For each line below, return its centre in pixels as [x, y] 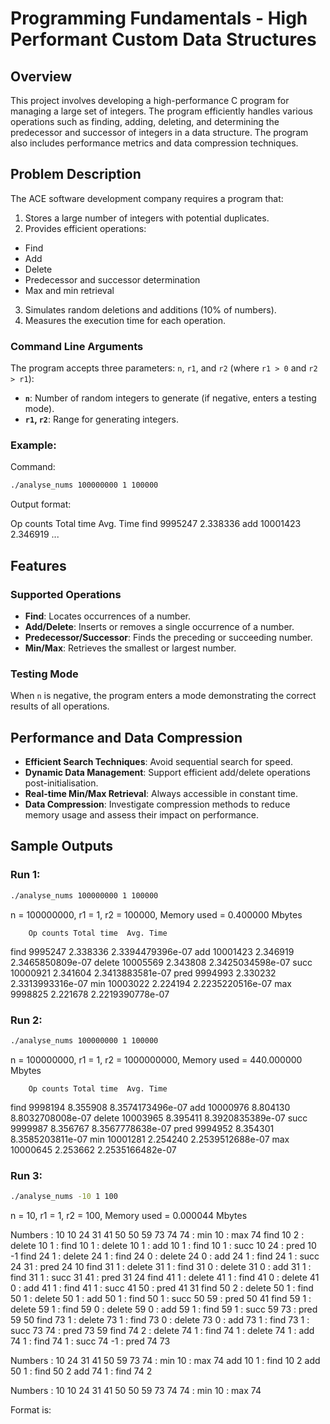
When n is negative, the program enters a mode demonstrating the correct [163, 696]
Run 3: [26, 1175]
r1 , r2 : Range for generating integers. [101, 419]
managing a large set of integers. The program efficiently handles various [161, 111]
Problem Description [76, 174]
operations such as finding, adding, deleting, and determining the [145, 121]
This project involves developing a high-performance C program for [150, 100]
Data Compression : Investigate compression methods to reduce [157, 804]
